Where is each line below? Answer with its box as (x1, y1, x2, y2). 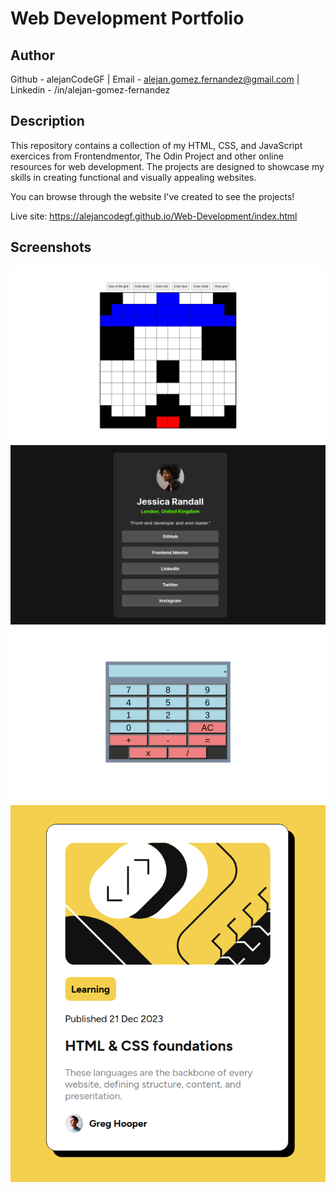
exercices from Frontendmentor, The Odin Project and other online (10, 150, 284, 162)
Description (10, 113, 85, 130)
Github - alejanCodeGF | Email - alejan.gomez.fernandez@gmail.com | (10, 73, 300, 85)
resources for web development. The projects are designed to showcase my (10, 160, 325, 172)
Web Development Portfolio (10, 7, 245, 30)
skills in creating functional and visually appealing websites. (10, 171, 257, 183)
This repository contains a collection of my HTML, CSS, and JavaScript (10, 139, 303, 151)
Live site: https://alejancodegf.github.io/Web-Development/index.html (10, 210, 298, 222)
